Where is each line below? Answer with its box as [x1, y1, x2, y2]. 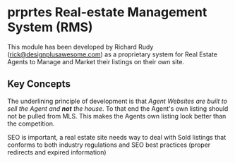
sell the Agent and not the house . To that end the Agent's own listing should [7, 104, 229, 113]
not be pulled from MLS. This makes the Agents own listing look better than [7, 111, 227, 120]
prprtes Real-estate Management [7, 4, 207, 20]
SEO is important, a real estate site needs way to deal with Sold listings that [7, 133, 227, 141]
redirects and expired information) [7, 147, 107, 156]
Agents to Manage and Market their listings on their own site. [7, 57, 185, 66]
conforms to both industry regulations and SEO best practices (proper [7, 140, 211, 149]
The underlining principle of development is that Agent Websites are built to [7, 97, 228, 105]
